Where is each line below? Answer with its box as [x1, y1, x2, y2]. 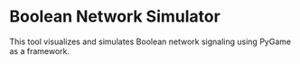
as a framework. [9, 45, 70, 56]
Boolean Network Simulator [9, 6, 221, 27]
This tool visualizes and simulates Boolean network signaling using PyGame [9, 36, 292, 47]
